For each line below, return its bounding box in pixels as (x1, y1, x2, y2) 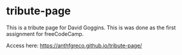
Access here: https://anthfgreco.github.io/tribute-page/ (6, 42, 142, 49)
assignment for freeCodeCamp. (6, 30, 84, 37)
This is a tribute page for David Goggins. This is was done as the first (6, 24, 176, 31)
